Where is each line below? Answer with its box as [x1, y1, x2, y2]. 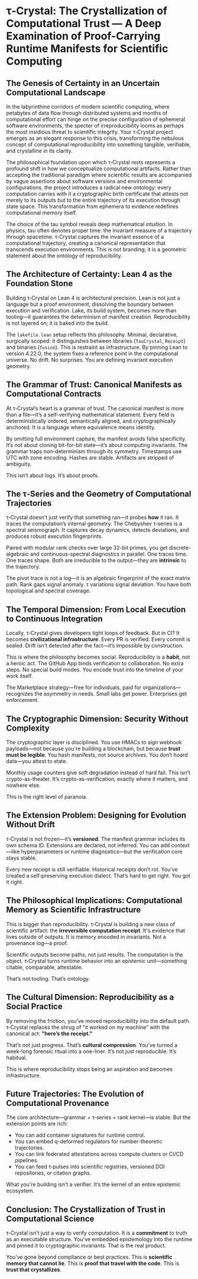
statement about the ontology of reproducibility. [6, 252, 122, 259]
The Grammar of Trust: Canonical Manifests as [6, 379, 182, 390]
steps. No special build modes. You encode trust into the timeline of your [6, 666, 183, 674]
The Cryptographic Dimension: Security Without [6, 713, 189, 724]
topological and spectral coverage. [6, 587, 91, 594]
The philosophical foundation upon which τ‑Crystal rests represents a [6, 159, 176, 165]
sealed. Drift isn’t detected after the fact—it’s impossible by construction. [6, 642, 184, 649]
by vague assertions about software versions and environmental [6, 178, 163, 184]
